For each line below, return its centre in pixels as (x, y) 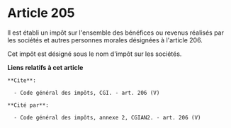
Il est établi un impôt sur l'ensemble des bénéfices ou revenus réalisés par (116, 33)
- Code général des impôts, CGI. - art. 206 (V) (87, 93)
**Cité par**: (28, 105)
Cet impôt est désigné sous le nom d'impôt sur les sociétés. (95, 54)
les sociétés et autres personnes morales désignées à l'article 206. (105, 40)
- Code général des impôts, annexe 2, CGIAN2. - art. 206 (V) (107, 117)
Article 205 (41, 13)
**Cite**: (22, 80)
